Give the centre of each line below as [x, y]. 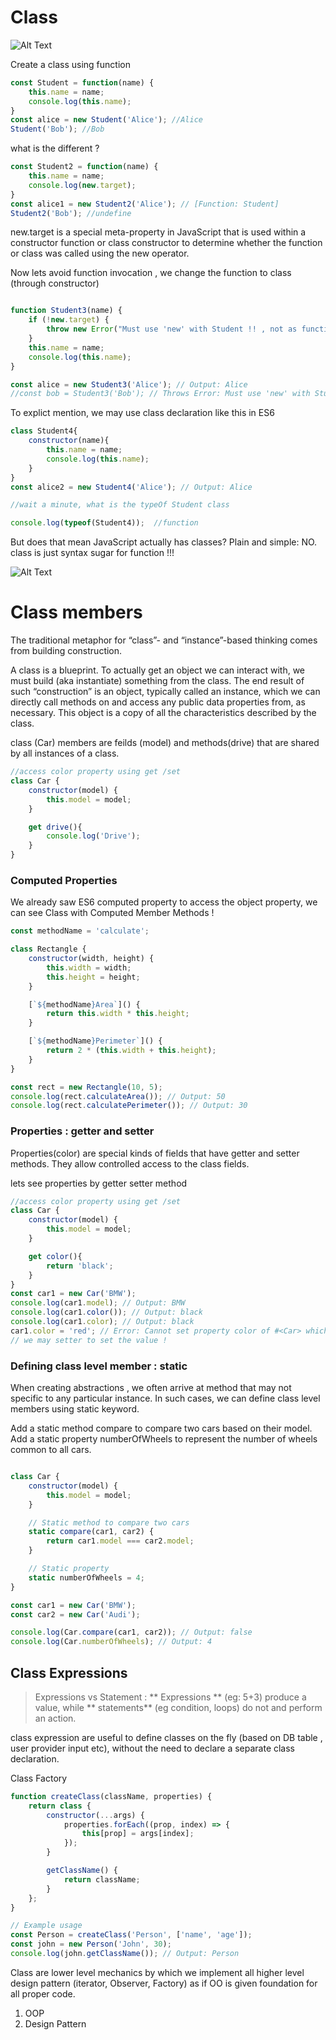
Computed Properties [64, 880]
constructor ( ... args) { [95, 1815]
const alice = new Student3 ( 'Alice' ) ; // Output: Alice [129, 384]
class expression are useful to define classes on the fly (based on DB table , [166, 1737]
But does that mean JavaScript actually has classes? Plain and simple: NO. [164, 542]
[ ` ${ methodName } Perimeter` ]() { [95, 1041]
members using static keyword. [75, 1409]
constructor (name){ [69, 441]
